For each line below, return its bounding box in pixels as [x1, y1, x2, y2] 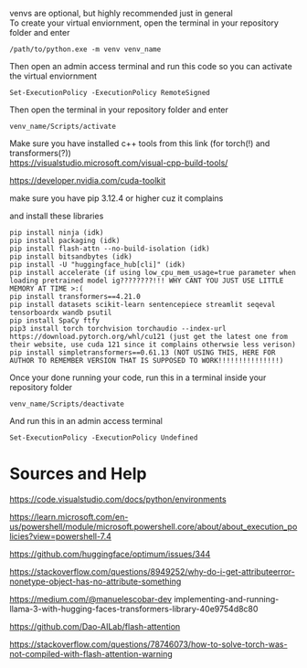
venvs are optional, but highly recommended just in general [9, 8, 233, 18]
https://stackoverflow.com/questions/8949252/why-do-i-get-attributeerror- [9, 566, 295, 577]
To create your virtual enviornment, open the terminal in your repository [9, 17, 279, 28]
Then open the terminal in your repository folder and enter [9, 104, 228, 115]
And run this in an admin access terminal [9, 416, 163, 426]
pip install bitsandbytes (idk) [9, 252, 132, 261]
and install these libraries [9, 210, 104, 221]
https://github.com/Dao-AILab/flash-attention [9, 620, 181, 631]
